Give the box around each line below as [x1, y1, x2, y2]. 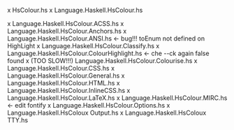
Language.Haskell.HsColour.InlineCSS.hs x [7, 87, 131, 94]
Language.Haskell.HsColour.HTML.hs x [7, 79, 120, 87]
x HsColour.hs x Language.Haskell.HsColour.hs [7, 6, 143, 14]
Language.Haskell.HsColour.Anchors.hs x [7, 27, 127, 35]
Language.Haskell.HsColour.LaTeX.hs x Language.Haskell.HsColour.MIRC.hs [7, 94, 228, 102]
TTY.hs [7, 116, 29, 124]
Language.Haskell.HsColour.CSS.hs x [7, 64, 115, 72]
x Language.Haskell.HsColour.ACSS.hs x [7, 20, 124, 27]
